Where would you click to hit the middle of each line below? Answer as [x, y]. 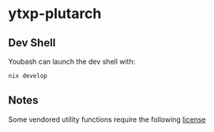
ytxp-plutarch [55, 14]
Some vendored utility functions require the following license [107, 119]
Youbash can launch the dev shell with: [72, 61]
